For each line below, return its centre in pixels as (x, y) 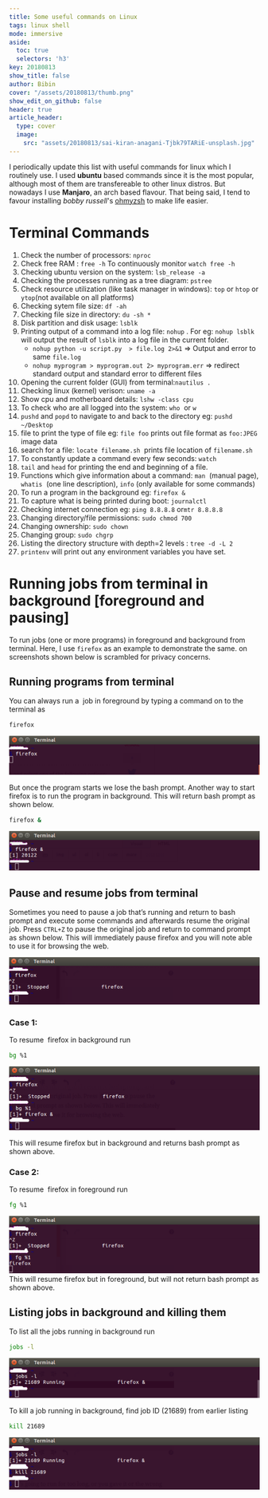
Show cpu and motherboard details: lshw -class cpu (107, 399)
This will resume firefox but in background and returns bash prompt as (124, 1143)
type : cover (36, 126)
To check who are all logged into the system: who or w (109, 408)
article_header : (36, 118)
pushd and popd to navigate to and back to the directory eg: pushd (126, 416)
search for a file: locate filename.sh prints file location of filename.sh (136, 450)
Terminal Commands (79, 233)
